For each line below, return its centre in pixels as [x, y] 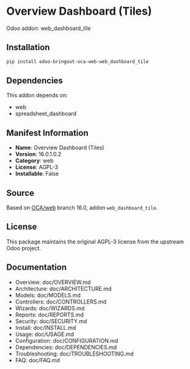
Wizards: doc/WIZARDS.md [50, 308]
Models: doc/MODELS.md [48, 295]
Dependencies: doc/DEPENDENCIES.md [66, 347]
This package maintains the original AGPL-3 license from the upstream [95, 241]
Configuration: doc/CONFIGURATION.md [67, 340]
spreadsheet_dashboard [46, 114]
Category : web [34, 161]
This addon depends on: [37, 95]
